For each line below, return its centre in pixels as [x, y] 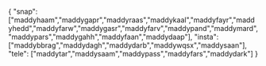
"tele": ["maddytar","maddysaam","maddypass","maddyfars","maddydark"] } [133, 54]
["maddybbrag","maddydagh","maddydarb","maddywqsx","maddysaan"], [128, 45]
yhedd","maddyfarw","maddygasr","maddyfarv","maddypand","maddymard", [133, 28]
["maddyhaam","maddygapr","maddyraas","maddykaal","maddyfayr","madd [132, 20]
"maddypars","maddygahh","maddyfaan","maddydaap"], [100, 37]
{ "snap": [23, 12]
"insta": [206, 37]
